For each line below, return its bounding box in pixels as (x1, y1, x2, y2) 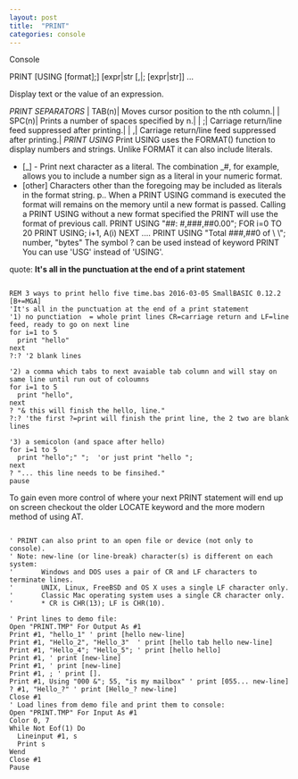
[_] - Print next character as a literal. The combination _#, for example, (21, 162, 279, 172)
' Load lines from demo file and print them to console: (9, 700, 226, 710)
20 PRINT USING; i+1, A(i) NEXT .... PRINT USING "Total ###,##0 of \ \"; (21, 228, 286, 239)
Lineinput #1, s (17, 732, 78, 741)
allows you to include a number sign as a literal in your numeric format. (21, 171, 283, 181)
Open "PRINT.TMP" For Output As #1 (9, 623, 142, 632)
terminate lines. (9, 575, 74, 585)
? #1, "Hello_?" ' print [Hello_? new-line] (9, 685, 178, 694)
